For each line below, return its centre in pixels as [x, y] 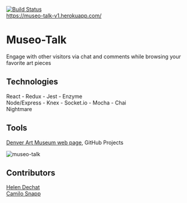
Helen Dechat [23, 187]
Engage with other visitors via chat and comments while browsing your [93, 56]
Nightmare [19, 109]
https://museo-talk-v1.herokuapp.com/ [54, 16]
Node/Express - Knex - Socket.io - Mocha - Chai [66, 103]
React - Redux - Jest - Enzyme [44, 96]
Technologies [32, 82]
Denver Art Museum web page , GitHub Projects [65, 142]
